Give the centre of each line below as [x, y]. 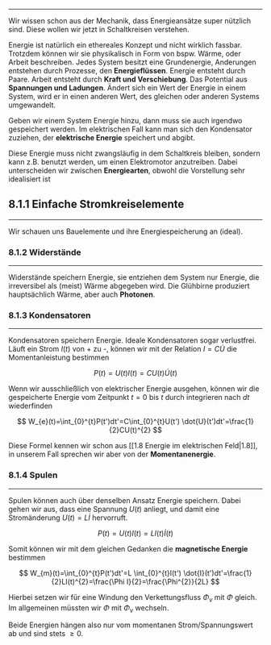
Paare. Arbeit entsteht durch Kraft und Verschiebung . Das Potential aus [128, 79]
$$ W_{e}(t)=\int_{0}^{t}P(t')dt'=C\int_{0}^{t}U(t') [98, 422]
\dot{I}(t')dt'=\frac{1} [217, 572]
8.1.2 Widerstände [45, 252]
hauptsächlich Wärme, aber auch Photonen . [82, 294]
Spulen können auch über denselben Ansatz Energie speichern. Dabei [125, 500]
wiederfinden [31, 406]
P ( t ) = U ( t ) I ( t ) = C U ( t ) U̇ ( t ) [135, 373]
